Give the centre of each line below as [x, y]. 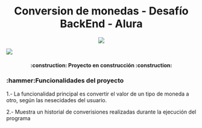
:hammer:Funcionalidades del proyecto [65, 81]
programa [18, 118]
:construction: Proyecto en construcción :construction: [101, 65]
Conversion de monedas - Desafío [101, 11]
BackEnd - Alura [101, 24]
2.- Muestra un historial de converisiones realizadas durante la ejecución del [101, 112]
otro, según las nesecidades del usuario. [57, 100]
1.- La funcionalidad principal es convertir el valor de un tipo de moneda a [98, 94]
